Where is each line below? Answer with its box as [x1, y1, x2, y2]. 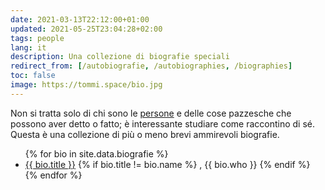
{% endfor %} [24, 169, 83, 181]
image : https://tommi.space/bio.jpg [10, 80, 163, 90]
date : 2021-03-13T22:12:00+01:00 [10, 14, 150, 25]
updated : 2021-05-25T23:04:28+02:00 [10, 24, 163, 34]
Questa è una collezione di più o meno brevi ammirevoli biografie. [10, 128, 280, 140]
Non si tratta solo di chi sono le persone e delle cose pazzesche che [10, 107, 292, 119]
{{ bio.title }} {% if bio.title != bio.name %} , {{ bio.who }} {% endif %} [24, 158, 311, 170]
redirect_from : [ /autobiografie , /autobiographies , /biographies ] [10, 61, 293, 71]
